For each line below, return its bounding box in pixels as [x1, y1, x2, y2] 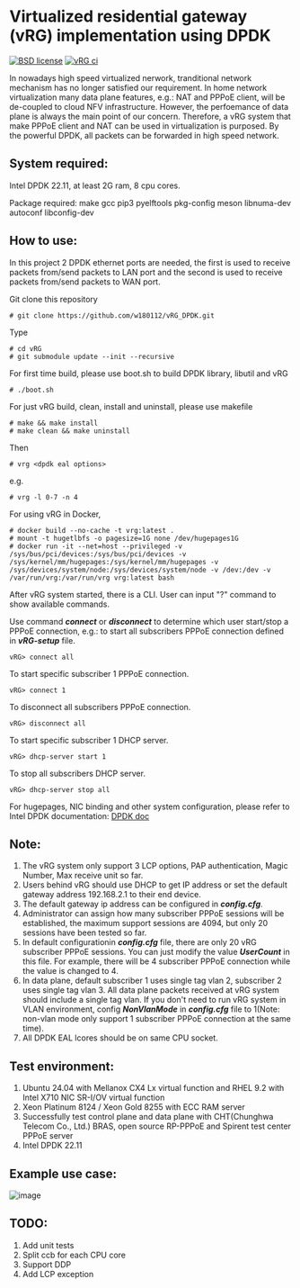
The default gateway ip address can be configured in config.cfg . [22, 898, 263, 910]
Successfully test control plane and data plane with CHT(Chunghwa [22, 1112, 274, 1122]
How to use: [9, 233, 78, 248]
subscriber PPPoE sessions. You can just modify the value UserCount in [22, 947, 290, 958]
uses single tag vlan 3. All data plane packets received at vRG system [22, 985, 280, 995]
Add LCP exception [22, 1268, 94, 1279]
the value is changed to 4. [22, 966, 119, 977]
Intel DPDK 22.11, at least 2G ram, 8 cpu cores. [9, 180, 181, 191]
